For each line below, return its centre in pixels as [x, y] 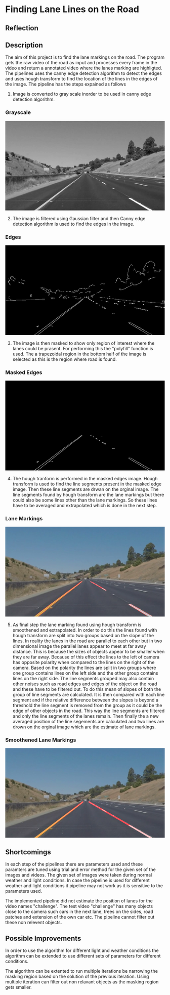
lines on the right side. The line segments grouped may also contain [83, 678]
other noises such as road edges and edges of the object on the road [85, 684]
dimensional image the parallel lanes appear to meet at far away [79, 646]
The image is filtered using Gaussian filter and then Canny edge [79, 219]
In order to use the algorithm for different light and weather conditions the [82, 950]
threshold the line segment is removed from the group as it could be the [87, 705]
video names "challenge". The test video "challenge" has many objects [79, 906]
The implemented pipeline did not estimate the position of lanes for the [79, 901]
